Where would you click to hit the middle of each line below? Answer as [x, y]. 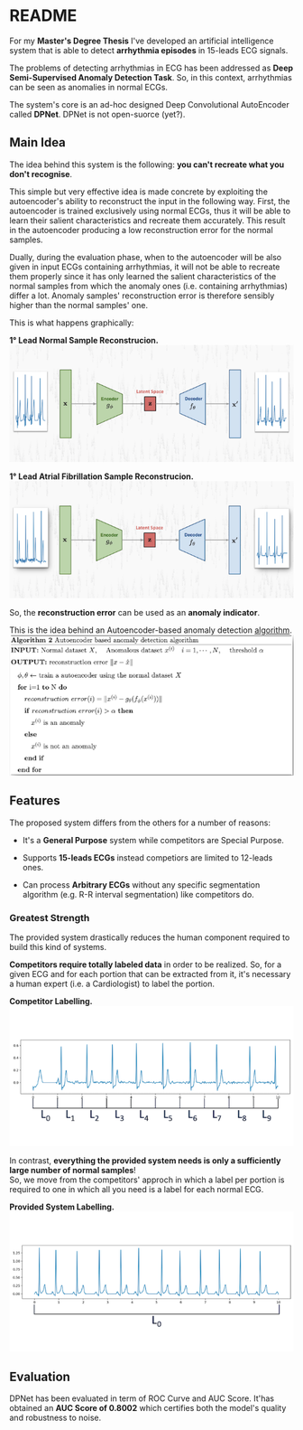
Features [35, 801]
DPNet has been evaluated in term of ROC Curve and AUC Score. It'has [142, 1398]
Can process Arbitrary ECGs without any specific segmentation [141, 884]
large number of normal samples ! [73, 1170]
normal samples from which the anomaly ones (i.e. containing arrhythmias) [149, 286]
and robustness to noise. [55, 1418]
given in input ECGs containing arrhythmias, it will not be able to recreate [145, 267]
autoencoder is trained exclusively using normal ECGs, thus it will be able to [150, 211]
